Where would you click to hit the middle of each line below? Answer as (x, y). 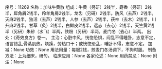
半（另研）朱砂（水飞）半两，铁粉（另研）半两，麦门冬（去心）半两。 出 (78, 31)
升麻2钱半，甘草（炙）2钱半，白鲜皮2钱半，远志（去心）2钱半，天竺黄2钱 (80, 25)
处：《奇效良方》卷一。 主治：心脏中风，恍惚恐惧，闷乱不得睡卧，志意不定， (81, 37)
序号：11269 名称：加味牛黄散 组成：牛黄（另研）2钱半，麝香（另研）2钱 (79, 7)
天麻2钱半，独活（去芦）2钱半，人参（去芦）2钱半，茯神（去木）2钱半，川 (81, 19)
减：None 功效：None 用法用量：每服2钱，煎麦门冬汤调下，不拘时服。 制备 (81, 50)
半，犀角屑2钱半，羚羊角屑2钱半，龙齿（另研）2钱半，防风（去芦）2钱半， (81, 13)
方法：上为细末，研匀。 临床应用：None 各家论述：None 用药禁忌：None (78, 56)
